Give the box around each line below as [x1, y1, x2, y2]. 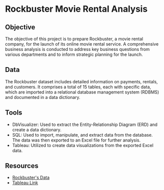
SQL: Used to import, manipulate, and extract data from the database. [12, 132, 153, 138]
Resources [5, 162, 39, 170]
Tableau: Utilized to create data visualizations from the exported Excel [12, 142, 154, 148]
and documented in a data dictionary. [5, 94, 81, 100]
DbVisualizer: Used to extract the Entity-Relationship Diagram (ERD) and [12, 121, 158, 127]
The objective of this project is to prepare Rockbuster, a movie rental [5, 36, 143, 42]
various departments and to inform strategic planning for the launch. [5, 51, 143, 57]
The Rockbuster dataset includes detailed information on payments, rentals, [5, 78, 158, 84]
